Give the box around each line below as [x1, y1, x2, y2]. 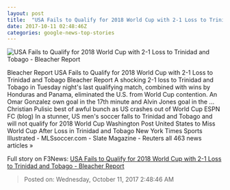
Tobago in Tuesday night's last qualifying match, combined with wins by [7, 83, 211, 91]
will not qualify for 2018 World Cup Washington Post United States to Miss [7, 119, 216, 128]
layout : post [7, 10, 44, 17]
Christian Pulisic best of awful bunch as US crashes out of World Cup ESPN [7, 105, 220, 113]
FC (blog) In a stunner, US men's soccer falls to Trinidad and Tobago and [7, 112, 213, 121]
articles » [7, 141, 34, 150]
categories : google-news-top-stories [7, 29, 115, 36]
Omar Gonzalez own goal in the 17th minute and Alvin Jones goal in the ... [7, 97, 214, 106]
